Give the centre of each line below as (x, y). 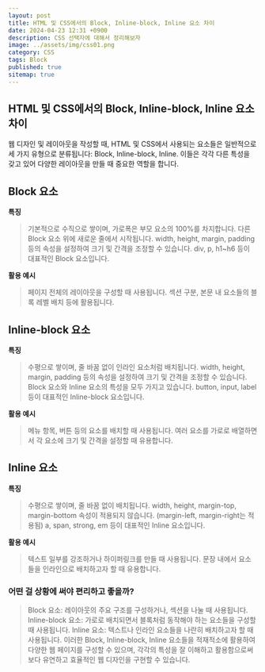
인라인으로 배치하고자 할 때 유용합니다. (102, 569)
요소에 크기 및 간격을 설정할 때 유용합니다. (109, 440)
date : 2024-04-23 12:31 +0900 (58, 30)
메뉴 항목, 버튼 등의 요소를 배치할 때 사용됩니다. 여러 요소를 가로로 (129, 431)
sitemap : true (32, 75)
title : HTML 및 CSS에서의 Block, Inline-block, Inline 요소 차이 (112, 23)
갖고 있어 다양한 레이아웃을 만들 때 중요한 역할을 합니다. (94, 164)
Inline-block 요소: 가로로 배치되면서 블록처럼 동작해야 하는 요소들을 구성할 (142, 620)
